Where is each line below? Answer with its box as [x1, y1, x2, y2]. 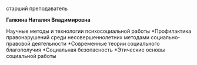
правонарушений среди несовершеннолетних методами [6, 34, 150, 40]
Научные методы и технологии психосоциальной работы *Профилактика [6, 28, 192, 35]
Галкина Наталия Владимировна [6, 16, 91, 23]
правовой [6, 40, 31, 47]
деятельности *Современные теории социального [31, 40, 160, 47]
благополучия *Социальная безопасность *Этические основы [6, 46, 165, 53]
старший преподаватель [6, 5, 68, 12]
